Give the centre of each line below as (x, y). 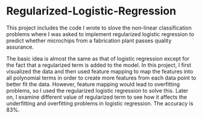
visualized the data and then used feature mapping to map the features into (100, 71)
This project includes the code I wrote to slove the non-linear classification (99, 28)
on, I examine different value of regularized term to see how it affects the (97, 97)
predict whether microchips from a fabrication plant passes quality (89, 40)
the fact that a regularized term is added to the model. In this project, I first (99, 65)
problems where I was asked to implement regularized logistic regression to (100, 34)
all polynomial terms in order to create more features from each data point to (101, 78)
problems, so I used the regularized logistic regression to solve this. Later (97, 90)
